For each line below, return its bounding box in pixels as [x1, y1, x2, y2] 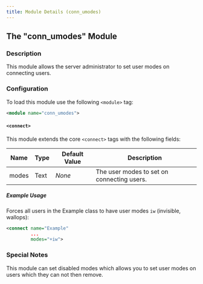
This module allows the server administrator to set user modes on [6, 63, 170, 70]
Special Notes [6, 251, 48, 259]
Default [62, 149, 83, 158]
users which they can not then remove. [6, 271, 104, 278]
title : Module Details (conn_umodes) [6, 8, 101, 15]
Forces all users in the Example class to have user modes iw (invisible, [6, 207, 181, 215]
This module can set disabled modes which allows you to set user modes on [6, 264, 196, 272]
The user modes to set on [95, 167, 169, 176]
